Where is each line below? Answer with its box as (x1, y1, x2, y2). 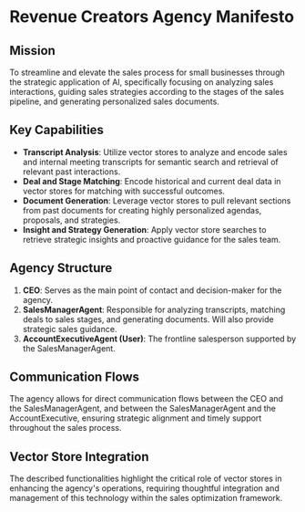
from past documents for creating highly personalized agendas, (22, 204, 262, 215)
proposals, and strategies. (22, 214, 121, 225)
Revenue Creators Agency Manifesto (9, 6, 294, 27)
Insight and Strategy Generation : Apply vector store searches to (22, 224, 267, 235)
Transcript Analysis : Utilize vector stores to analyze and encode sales (22, 146, 289, 157)
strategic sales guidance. (22, 323, 117, 334)
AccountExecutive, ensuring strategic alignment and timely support (9, 413, 262, 423)
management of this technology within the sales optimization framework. (9, 493, 283, 504)
